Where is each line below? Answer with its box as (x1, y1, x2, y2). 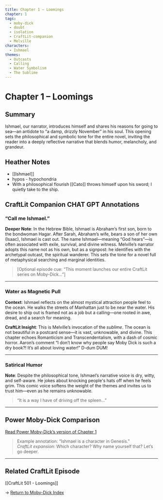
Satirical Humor (5, 361, 43, 368)
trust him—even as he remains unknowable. (5, 388, 93, 394)
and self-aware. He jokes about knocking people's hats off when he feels (5, 377, 151, 383)
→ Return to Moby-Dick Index (5, 489, 64, 495)
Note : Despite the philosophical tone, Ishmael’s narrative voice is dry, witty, (5, 372, 155, 378)
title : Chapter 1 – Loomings (5, 7, 64, 12)
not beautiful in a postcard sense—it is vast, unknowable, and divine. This (5, 329, 152, 335)
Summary (5, 110, 35, 119)
